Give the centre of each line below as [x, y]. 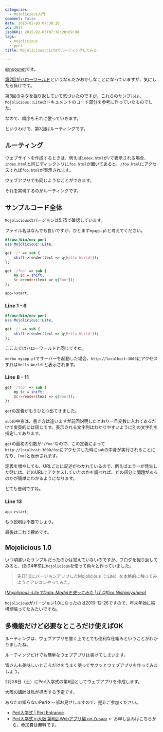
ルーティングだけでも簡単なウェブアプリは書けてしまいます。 [66, 655]
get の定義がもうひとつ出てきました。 [42, 411]
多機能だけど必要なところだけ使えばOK [64, 626]
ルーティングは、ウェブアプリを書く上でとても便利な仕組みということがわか [81, 639]
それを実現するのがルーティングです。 [43, 191]
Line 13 [14, 501]
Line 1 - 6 [16, 305]
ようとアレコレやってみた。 [45, 582]
